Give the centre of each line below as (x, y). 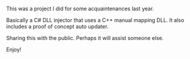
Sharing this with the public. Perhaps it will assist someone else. (85, 38)
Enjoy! (14, 49)
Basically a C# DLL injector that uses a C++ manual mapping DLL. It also (95, 20)
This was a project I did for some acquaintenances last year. (80, 9)
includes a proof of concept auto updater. (57, 27)
